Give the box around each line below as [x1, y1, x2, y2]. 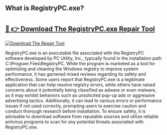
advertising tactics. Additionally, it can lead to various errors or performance [5, 98, 162, 104]
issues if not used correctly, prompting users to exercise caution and [5, 103, 146, 109]
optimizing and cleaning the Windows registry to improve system [5, 66, 139, 72]
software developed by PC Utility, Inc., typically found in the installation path [5, 55, 162, 61]
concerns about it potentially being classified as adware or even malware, [5, 87, 157, 93]
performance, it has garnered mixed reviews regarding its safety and [5, 71, 146, 77]
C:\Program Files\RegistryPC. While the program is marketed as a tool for [5, 61, 156, 66]
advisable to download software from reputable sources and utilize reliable [5, 114, 159, 119]
